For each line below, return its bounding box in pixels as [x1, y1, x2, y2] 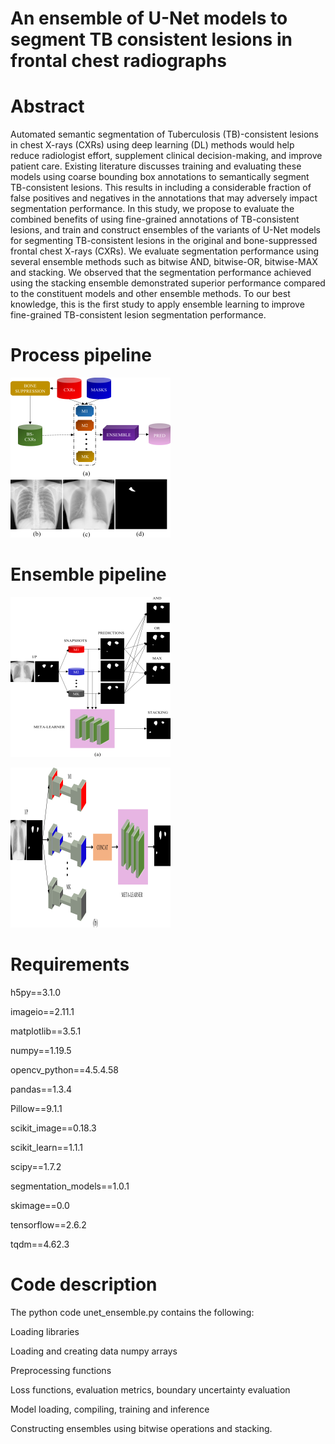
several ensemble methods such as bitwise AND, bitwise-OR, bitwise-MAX [10, 256, 318, 268]
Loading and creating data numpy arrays [10, 1345, 178, 1357]
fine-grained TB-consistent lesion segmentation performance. [10, 309, 267, 321]
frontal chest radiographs [10, 50, 227, 72]
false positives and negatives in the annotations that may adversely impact [10, 192, 318, 204]
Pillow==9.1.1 [10, 1102, 63, 1114]
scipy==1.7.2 [10, 1160, 62, 1172]
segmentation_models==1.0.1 [10, 1180, 130, 1192]
